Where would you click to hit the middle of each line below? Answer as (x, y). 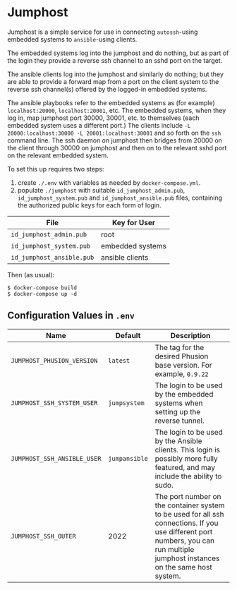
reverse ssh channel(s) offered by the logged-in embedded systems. (107, 89)
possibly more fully (187, 458)
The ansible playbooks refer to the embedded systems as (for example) (111, 102)
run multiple (175, 549)
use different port (184, 531)
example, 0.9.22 (182, 373)
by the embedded (184, 394)
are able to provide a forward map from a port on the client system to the (113, 81)
